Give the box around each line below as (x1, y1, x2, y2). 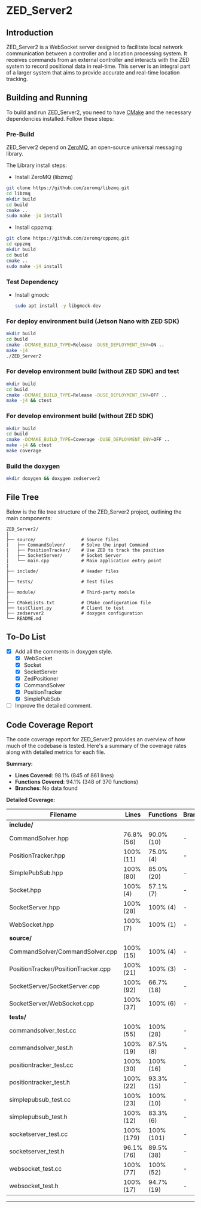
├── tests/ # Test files (6, 578, 114, 584)
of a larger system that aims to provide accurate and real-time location (6, 69, 180, 76)
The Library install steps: (6, 162, 67, 169)
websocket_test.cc (9, 1165, 62, 1173)
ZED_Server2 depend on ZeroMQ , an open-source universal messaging (6, 144, 182, 151)
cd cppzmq (6, 241, 31, 247)
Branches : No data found (14, 785, 78, 792)
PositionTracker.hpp (9, 851, 66, 860)
